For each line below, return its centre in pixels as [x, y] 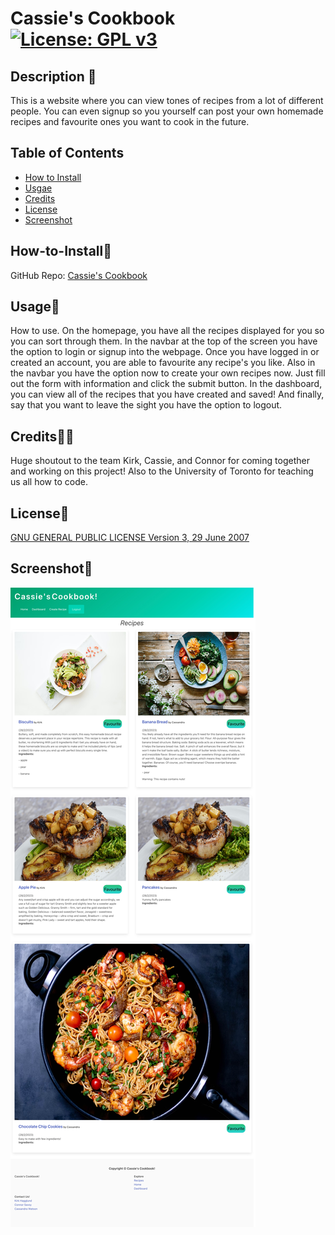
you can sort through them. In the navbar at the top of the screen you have [164, 341]
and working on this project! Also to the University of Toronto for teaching [162, 471]
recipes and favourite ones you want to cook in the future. [130, 121]
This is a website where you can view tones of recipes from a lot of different [167, 100]
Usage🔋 [35, 307]
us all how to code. [49, 482]
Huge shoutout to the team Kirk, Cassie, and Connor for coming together [160, 461]
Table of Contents [67, 153]
